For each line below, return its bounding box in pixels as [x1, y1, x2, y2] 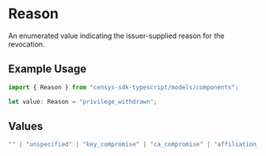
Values [8, 120, 44, 133]
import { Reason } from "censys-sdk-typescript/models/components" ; [8, 83, 239, 91]
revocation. [8, 39, 45, 48]
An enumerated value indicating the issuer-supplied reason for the [8, 31, 225, 40]
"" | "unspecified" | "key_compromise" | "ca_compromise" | [8, 140, 211, 149]
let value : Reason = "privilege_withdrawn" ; [8, 97, 158, 105]
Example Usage [8, 63, 87, 76]
